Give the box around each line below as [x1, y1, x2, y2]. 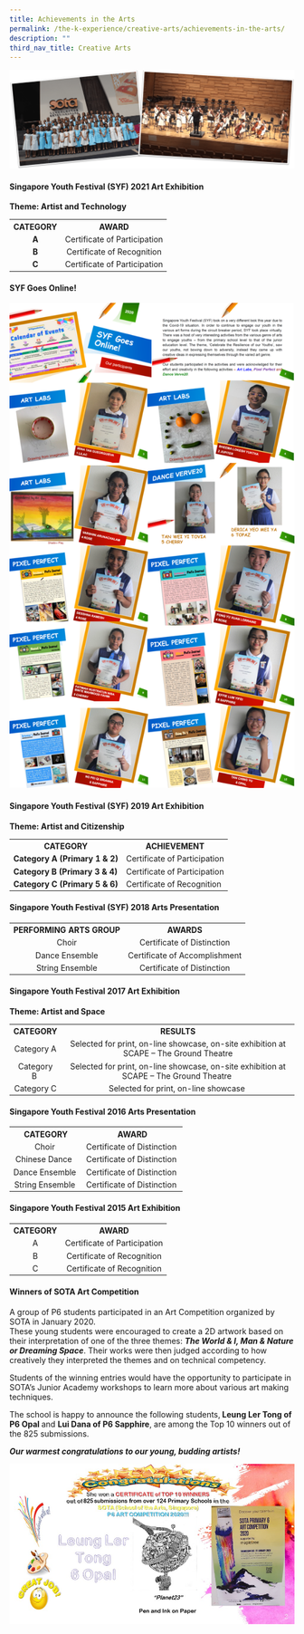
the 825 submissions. [9, 1427, 90, 1439]
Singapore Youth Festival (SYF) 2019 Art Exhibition [9, 801, 204, 812]
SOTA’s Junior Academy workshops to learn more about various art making [9, 1381, 290, 1392]
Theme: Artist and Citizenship [9, 821, 125, 831]
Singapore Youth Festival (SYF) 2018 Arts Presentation [9, 901, 220, 912]
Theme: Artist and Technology [9, 201, 127, 212]
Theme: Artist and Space [9, 1005, 106, 1016]
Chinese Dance [14, 1154, 72, 1165]
